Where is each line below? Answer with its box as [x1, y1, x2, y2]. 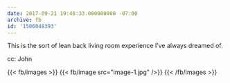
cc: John [7, 55, 33, 63]
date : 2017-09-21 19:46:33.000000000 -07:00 [7, 10, 138, 17]
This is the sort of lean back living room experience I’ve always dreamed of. [7, 42, 223, 50]
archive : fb [7, 16, 42, 23]
